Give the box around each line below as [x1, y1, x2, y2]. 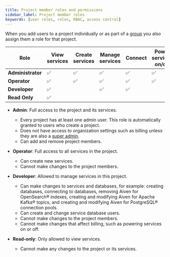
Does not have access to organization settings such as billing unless [20, 128, 163, 134]
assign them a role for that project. [5, 36, 77, 42]
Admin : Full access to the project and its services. [12, 107, 117, 113]
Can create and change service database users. [20, 210, 120, 216]
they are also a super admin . [20, 133, 79, 139]
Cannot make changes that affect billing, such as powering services [20, 221, 162, 227]
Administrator [8, 69, 42, 77]
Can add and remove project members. [20, 138, 102, 144]
